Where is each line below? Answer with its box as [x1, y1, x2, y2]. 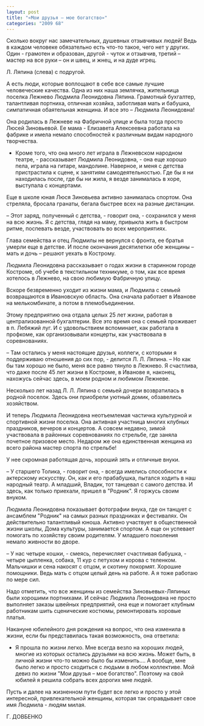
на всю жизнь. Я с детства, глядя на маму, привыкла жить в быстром [6, 218, 188, 226]
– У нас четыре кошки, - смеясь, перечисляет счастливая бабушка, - [6, 550, 187, 557]
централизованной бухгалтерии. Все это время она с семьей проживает [6, 318, 197, 325]
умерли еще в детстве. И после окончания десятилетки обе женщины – [6, 243, 194, 251]
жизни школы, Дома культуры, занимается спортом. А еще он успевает [6, 525, 195, 532]
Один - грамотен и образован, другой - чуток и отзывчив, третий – [6, 50, 181, 57]
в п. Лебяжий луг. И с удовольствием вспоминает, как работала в [6, 324, 178, 332]
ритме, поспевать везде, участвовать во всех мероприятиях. [6, 225, 167, 232]
